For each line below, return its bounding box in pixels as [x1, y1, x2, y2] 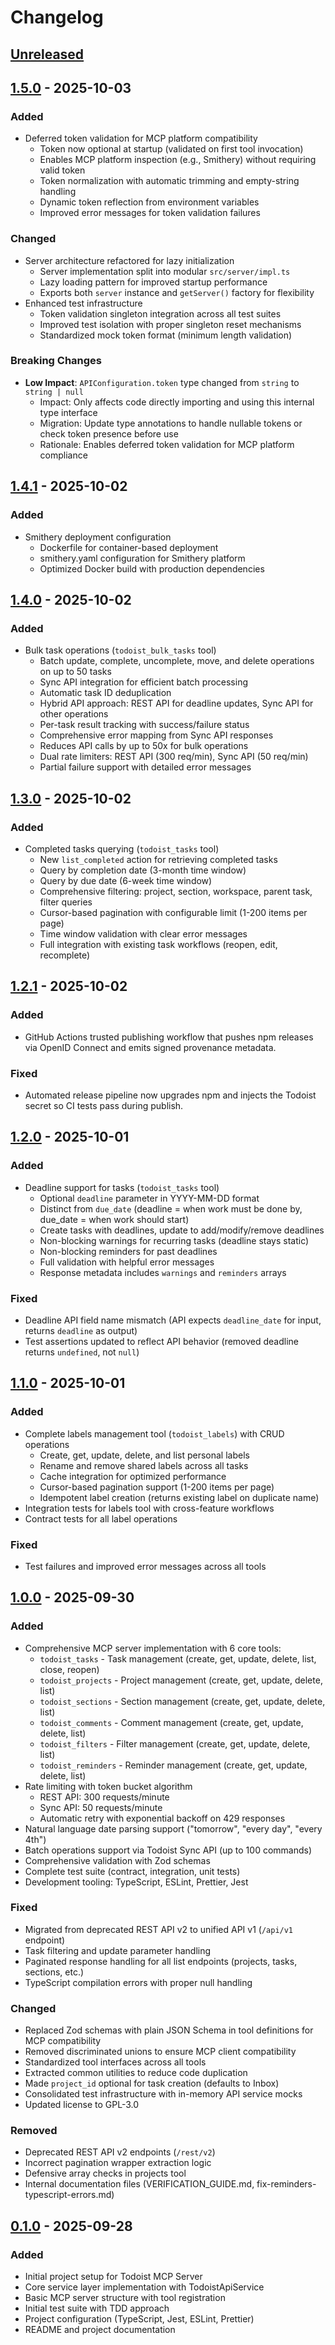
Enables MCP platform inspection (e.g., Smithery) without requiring [39, 154, 317, 166]
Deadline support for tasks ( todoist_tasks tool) [24, 1181, 220, 1193]
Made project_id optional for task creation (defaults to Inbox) [24, 2077, 280, 2090]
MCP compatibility [24, 2035, 102, 2047]
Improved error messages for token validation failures [39, 207, 261, 219]
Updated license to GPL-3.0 [24, 2099, 140, 2111]
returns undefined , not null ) [24, 1346, 140, 1358]
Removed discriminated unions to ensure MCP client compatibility [24, 2046, 297, 2058]
